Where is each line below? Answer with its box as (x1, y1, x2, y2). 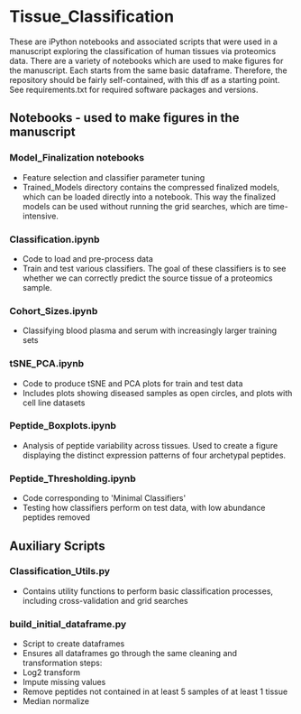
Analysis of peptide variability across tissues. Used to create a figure (22, 440, 278, 450)
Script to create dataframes (22, 638, 125, 649)
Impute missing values (22, 677, 106, 688)
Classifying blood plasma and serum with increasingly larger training (22, 325, 278, 336)
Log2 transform (22, 667, 81, 678)
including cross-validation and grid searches (22, 595, 188, 606)
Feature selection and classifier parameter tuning (22, 172, 205, 182)
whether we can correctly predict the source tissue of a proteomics (22, 273, 273, 283)
